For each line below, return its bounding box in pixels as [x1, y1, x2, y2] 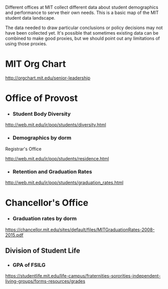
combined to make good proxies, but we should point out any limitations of [5, 35, 160, 41]
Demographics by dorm [12, 134, 71, 141]
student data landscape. [5, 15, 55, 21]
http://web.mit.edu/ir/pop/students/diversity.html [5, 122, 107, 128]
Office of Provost [5, 92, 78, 104]
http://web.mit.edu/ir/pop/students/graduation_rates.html [5, 179, 124, 185]
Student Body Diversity [12, 111, 71, 118]
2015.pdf [5, 232, 24, 238]
